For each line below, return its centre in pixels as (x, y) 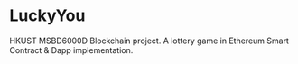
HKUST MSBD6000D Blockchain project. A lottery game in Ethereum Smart (149, 41)
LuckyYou (47, 16)
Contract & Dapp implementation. (71, 50)
